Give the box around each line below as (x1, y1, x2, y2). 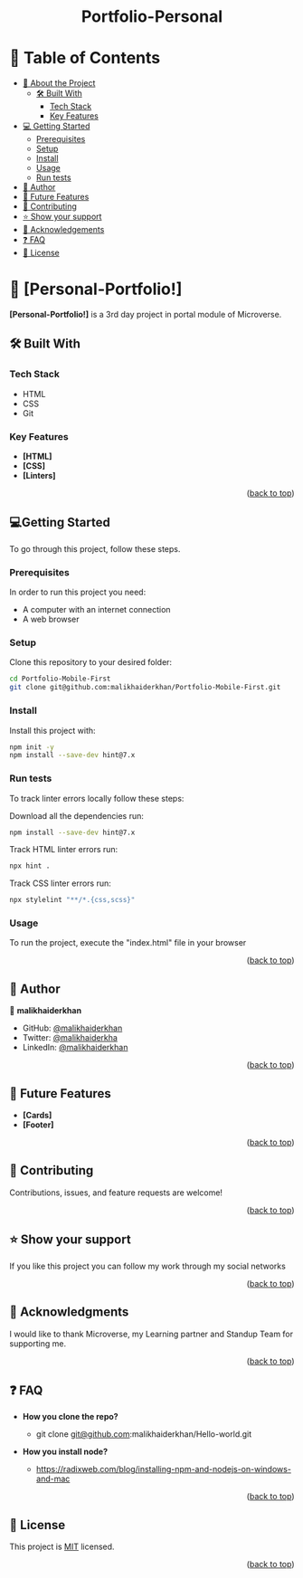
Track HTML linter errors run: (9, 844, 118, 855)
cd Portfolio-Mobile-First (9, 674, 111, 684)
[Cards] (22, 1110, 52, 1121)
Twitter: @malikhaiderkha (22, 1032, 118, 1043)
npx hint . (9, 861, 51, 870)
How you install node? (22, 1446, 109, 1458)
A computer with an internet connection (22, 604, 171, 615)
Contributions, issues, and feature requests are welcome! (9, 1187, 223, 1198)
